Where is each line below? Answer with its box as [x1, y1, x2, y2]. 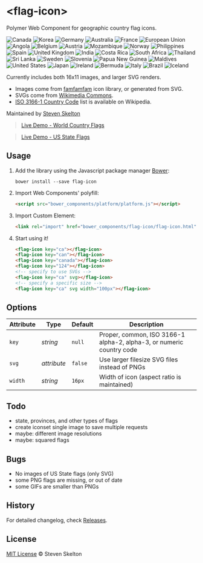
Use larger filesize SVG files [99, 355, 178, 364]
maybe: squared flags [14, 436, 69, 444]
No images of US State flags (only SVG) [14, 470, 114, 477]
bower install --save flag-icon [14, 179, 97, 185]
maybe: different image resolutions [14, 430, 102, 437]
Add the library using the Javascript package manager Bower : [14, 166, 170, 174]
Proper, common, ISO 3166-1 [99, 331, 185, 339]
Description [129, 320, 164, 329]
